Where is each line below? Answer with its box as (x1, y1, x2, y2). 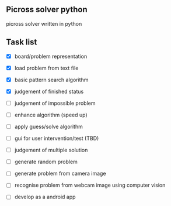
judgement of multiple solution (14, 146, 88, 154)
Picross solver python (6, 5, 88, 15)
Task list (6, 37, 37, 47)
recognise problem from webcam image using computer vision (14, 181, 166, 189)
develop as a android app (14, 193, 76, 201)
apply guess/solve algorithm (14, 123, 83, 130)
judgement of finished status (14, 88, 84, 95)
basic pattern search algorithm (14, 76, 89, 83)
